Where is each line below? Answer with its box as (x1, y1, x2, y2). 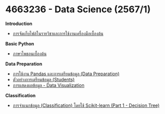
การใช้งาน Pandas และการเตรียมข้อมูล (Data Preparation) (12, 71, 120, 77)
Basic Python (5, 40, 34, 47)
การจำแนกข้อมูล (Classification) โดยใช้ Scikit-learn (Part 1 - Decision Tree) (12, 102, 160, 108)
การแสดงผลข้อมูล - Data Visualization (12, 82, 85, 88)
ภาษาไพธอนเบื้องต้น (12, 50, 47, 57)
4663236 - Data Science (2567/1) (5, 4, 151, 15)
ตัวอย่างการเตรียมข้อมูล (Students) (12, 76, 75, 82)
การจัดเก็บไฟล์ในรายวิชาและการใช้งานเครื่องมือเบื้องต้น (12, 30, 104, 36)
